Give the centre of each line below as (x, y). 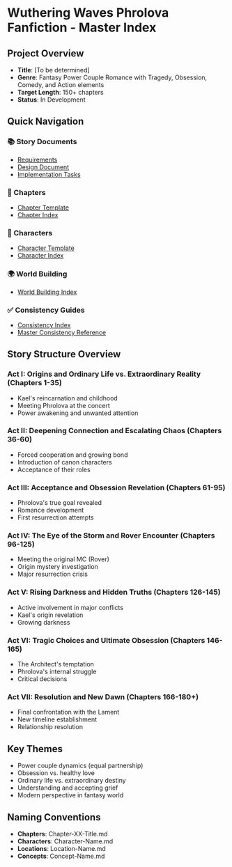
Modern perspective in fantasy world (70, 795)
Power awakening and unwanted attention (78, 413)
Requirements (37, 159)
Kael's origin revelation (50, 615)
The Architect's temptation (55, 664)
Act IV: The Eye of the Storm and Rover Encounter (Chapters (111, 536)
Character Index (40, 256)
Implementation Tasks (49, 174)
